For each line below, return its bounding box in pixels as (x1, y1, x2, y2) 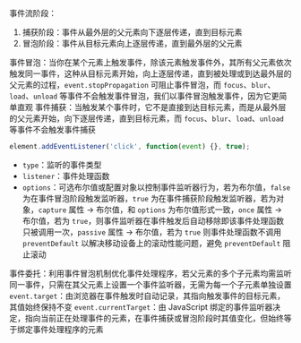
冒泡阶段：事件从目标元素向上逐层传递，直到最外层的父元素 (21, 39, 243, 48)
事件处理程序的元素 (32, 323, 104, 334)
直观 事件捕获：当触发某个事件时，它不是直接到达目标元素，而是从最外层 (16, 102, 287, 112)
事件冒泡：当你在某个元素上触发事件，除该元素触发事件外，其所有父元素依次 (9, 57, 292, 67)
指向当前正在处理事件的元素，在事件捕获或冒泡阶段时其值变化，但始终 (24, 313, 284, 323)
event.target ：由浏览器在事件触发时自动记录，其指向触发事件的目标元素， (9, 290, 285, 301)
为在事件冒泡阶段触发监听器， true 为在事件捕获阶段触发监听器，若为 (21, 193, 277, 203)
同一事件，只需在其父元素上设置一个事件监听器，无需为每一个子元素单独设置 (9, 279, 292, 289)
